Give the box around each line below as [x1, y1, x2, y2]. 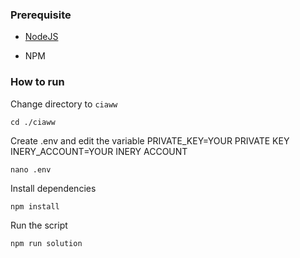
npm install [10, 201, 60, 212]
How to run [10, 75, 65, 89]
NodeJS [24, 31, 59, 43]
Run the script [10, 219, 68, 231]
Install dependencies [10, 182, 97, 194]
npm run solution [10, 238, 83, 248]
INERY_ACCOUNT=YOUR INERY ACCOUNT [10, 145, 188, 157]
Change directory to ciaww [10, 98, 118, 110]
